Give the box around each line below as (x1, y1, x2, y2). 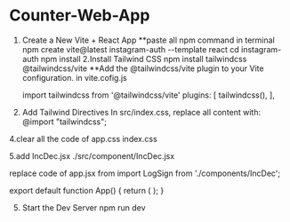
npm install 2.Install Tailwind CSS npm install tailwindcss (40, 53, 247, 64)
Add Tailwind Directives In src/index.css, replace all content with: (21, 107, 262, 117)
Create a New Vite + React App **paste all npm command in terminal (21, 35, 276, 45)
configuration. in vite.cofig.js (21, 72, 127, 83)
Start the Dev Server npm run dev (21, 202, 146, 213)
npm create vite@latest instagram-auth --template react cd (21, 44, 240, 54)
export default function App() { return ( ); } (9, 185, 165, 195)
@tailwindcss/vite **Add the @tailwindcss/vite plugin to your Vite (21, 63, 264, 74)
